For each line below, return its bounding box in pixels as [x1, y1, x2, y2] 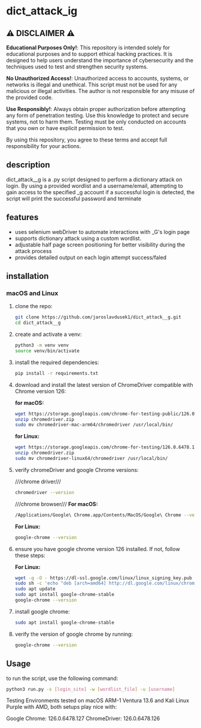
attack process [14, 247, 52, 254]
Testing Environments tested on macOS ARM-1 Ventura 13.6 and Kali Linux [6, 697, 190, 704]
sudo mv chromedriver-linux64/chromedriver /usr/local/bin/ [14, 456, 168, 462]
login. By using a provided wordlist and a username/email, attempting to [6, 182, 184, 189]
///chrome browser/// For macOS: [14, 500, 98, 507]
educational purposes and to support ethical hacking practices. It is [6, 50, 172, 58]
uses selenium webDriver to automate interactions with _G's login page [14, 228, 190, 235]
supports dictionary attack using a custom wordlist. [14, 234, 142, 242]
